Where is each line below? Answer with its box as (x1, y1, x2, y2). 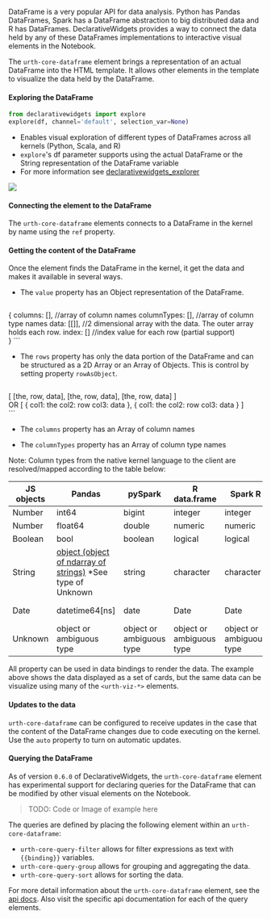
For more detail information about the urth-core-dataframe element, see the (8, 885, 261, 895)
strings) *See (56, 567, 108, 578)
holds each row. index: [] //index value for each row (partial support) (8, 327, 236, 338)
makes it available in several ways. (8, 272, 123, 282)
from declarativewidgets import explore (8, 111, 147, 119)
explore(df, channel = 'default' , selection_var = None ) (8, 118, 190, 126)
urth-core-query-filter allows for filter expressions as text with (19, 844, 234, 854)
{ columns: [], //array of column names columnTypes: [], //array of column (8, 310, 254, 320)
